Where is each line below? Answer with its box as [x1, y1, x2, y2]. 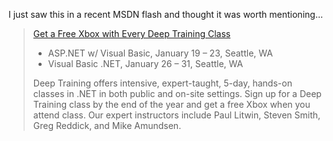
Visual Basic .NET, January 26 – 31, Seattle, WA [47, 58, 244, 69]
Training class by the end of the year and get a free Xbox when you [32, 99, 311, 110]
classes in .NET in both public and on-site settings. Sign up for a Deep [32, 88, 322, 99]
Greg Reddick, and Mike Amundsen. [32, 120, 182, 131]
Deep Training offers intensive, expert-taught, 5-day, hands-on [32, 77, 293, 89]
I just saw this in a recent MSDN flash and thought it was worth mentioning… [8, 9, 323, 20]
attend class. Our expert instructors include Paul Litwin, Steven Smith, [32, 109, 321, 121]
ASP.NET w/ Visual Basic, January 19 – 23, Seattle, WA [47, 47, 273, 59]
